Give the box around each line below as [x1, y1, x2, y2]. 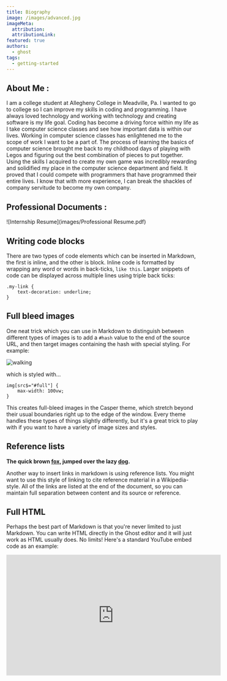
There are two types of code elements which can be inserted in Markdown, [6, 252, 196, 260]
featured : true [6, 37, 45, 44]
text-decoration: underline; [17, 289, 92, 295]
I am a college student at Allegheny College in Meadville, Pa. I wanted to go [6, 99, 196, 107]
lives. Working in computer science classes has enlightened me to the [6, 132, 182, 139]
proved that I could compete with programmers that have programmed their [6, 171, 197, 179]
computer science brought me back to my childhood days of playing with [6, 145, 191, 152]
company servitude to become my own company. [6, 184, 132, 191]
